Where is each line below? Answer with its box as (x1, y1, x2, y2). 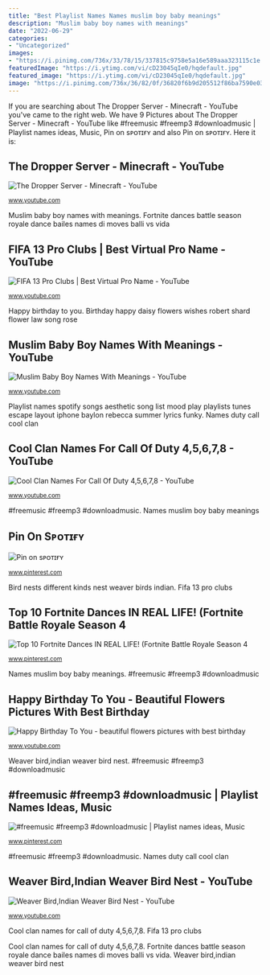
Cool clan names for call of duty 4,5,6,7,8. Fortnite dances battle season (8, 941, 246, 951)
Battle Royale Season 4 (8, 618, 126, 631)
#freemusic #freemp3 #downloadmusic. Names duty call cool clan (8, 852, 229, 861)
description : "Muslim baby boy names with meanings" (8, 19, 189, 27)
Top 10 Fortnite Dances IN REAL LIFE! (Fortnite (8, 605, 243, 619)
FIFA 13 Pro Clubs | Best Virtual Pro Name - (8, 242, 227, 256)
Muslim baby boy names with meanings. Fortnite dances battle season (8, 211, 242, 220)
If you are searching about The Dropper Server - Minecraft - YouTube (8, 101, 239, 111)
